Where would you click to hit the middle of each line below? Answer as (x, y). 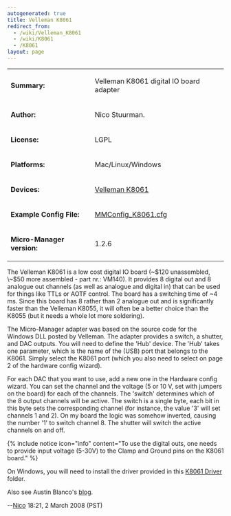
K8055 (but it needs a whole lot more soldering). (76, 315)
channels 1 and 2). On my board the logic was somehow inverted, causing (112, 415)
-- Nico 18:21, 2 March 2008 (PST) (55, 505)
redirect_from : (29, 26)
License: (25, 140)
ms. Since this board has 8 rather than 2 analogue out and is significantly (111, 301)
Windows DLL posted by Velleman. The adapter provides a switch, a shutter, (115, 336)
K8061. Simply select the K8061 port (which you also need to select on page (115, 358)
